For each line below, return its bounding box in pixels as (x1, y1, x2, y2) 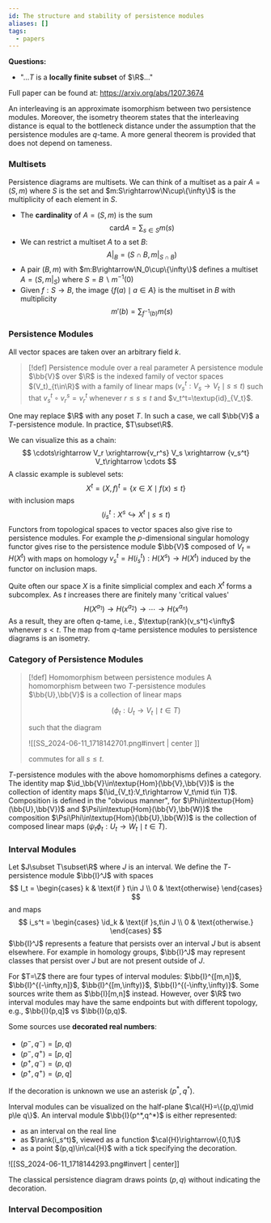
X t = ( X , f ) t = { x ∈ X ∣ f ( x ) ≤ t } (86, 482, 186, 493)
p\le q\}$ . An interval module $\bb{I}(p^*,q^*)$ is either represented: (8, 1110, 237, 1120)
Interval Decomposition (8, 1204, 103, 1215)
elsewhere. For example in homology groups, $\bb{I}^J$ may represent (8, 947, 246, 957)
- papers (15, 34, 45, 43)
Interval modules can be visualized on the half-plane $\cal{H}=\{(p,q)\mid (8, 1101, 254, 1111)
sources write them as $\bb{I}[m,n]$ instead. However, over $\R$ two (8, 989, 241, 998)
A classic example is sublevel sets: (8, 469, 124, 478)
